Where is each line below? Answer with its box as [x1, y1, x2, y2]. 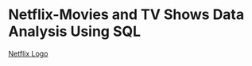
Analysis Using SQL [8, 22, 142, 41]
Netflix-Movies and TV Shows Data [8, 6, 245, 24]
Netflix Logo [8, 49, 48, 58]
